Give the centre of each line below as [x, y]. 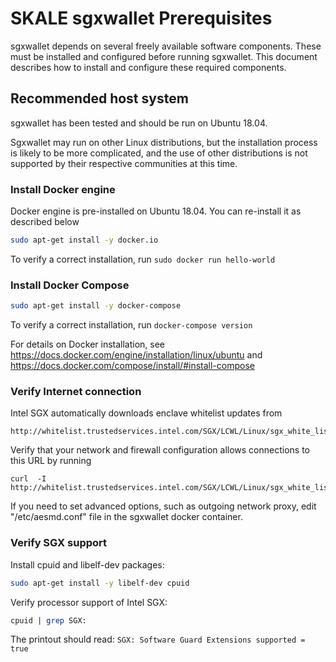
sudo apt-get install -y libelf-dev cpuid [100, 583]
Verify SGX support [59, 543]
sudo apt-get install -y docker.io [84, 240]
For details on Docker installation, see [88, 344]
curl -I [28, 479]
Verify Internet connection [76, 392]
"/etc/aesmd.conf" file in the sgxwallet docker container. [126, 517]
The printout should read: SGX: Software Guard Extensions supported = [158, 639]
